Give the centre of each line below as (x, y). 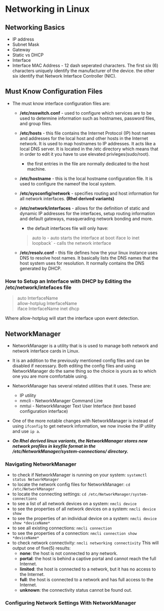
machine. (36, 169)
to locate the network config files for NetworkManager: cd (71, 484)
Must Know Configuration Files (54, 92)
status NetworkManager (36, 480)
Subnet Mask (26, 44)
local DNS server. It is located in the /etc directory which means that (89, 149)
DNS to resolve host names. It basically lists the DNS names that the (89, 258)
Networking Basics (35, 27)
